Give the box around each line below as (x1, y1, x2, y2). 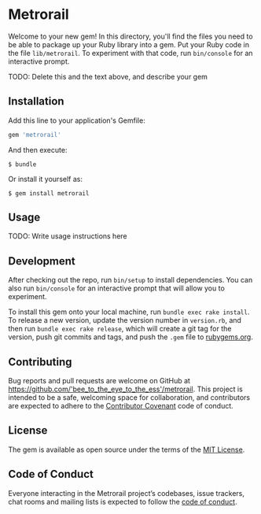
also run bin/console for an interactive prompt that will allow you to (8, 283, 226, 293)
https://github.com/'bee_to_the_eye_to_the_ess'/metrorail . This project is (8, 384, 244, 394)
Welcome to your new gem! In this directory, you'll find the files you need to (8, 31, 253, 41)
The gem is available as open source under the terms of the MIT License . (8, 445, 245, 454)
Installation (8, 94, 64, 108)
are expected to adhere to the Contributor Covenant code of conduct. (8, 401, 233, 411)
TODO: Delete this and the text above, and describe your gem (8, 72, 208, 81)
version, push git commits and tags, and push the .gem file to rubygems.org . (8, 332, 254, 342)
